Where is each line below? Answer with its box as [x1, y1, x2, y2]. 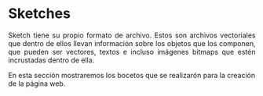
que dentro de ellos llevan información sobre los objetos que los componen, [8, 38, 256, 48]
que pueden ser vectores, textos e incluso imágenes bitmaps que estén [8, 47, 256, 56]
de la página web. [8, 79, 66, 88]
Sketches [8, 5, 71, 23]
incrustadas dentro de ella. [8, 55, 95, 65]
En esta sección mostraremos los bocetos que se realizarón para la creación [8, 70, 256, 80]
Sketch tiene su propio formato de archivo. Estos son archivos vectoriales [8, 30, 256, 40]
